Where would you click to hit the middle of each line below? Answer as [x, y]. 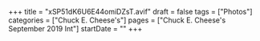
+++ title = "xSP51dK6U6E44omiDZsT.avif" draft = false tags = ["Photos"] [130, 12]
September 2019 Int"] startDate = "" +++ [75, 29]
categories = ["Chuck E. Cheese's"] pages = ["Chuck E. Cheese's [117, 20]
